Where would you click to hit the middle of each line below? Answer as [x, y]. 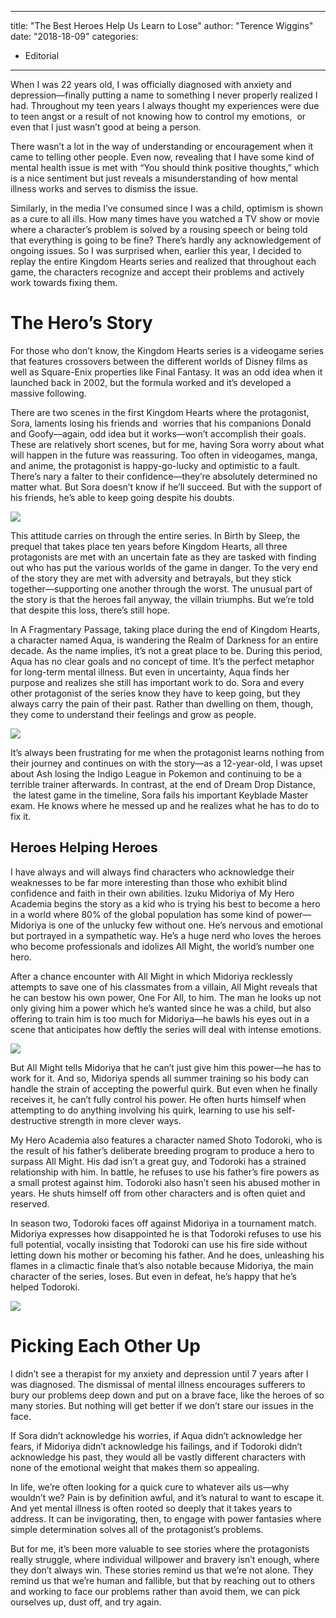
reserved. [30, 1203]
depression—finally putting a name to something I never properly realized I [164, 95]
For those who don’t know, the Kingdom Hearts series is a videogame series [167, 350]
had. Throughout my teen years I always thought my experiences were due [165, 105]
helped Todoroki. [45, 1287]
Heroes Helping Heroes [84, 847]
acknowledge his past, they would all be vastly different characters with [158, 1457]
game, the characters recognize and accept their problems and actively [157, 272]
